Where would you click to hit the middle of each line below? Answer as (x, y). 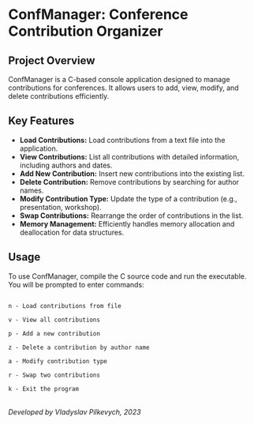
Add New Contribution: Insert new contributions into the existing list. (132, 173)
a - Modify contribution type (58, 361)
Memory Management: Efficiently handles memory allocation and (127, 223)
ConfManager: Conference (98, 15)
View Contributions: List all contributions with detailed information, (129, 156)
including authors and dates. (66, 165)
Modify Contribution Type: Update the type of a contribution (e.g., (129, 198)
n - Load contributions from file (65, 306)
